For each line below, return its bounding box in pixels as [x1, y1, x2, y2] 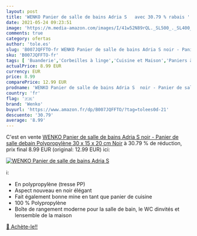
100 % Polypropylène [14, 200, 66, 207]
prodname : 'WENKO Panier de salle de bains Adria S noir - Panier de [6, 85, 182, 91]
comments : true [6, 30, 43, 36]
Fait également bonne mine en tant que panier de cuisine [14, 193, 152, 200]
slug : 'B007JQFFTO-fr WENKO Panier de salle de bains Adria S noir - [6, 47, 180, 53]
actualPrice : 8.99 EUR [6, 63, 62, 69]
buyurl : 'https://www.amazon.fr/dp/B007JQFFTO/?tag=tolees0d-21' [6, 107, 169, 112]
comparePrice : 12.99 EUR [6, 80, 67, 85]
